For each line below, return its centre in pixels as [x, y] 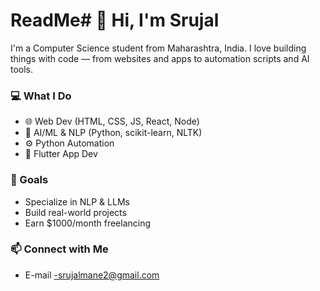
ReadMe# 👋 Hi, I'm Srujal [115, 20]
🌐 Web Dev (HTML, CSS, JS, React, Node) [112, 121]
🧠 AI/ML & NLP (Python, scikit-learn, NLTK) [113, 133]
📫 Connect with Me [59, 249]
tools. [22, 69]
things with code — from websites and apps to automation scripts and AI [160, 58]
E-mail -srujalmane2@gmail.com [92, 275]
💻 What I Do [41, 96]
